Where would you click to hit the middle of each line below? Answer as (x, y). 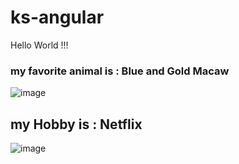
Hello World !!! (39, 45)
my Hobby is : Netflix (76, 124)
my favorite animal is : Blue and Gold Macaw (120, 71)
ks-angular (57, 17)
